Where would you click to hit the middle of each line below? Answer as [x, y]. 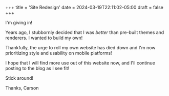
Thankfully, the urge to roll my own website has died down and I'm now [80, 47]
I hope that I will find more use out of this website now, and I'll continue [80, 63]
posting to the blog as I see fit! [37, 68]
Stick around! [19, 78]
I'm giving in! [19, 23]
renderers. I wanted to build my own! [44, 38]
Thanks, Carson [22, 88]
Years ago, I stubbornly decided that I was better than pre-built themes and [85, 32]
